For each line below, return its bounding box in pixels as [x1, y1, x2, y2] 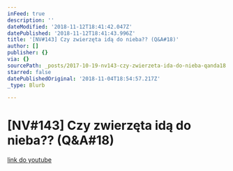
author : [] [7, 43, 39, 50]
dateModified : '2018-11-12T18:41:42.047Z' [7, 23, 133, 30]
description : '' [7, 17, 54, 24]
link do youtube [7, 156, 52, 164]
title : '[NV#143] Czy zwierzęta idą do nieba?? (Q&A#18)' [7, 36, 179, 43]
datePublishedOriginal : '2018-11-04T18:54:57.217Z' [7, 75, 160, 82]
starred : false [7, 68, 52, 75]
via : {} [7, 56, 30, 63]
